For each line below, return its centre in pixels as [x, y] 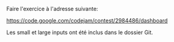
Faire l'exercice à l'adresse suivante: [52, 9]
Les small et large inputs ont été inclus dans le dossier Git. [80, 32]
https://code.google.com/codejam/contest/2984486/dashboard [87, 20]
